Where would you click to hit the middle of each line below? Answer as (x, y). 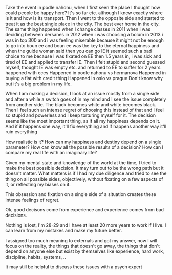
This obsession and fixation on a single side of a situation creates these (81, 194)
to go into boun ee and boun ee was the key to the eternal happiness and (82, 45)
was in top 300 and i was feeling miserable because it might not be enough (84, 40)
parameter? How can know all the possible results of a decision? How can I (84, 147)
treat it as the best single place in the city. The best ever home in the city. (83, 24)
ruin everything (21, 132)
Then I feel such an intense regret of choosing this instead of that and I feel (84, 110)
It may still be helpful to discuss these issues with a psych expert (74, 267)
